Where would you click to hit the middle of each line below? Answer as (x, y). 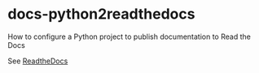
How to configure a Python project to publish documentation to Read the (129, 36)
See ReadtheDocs (38, 61)
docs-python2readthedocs (101, 14)
